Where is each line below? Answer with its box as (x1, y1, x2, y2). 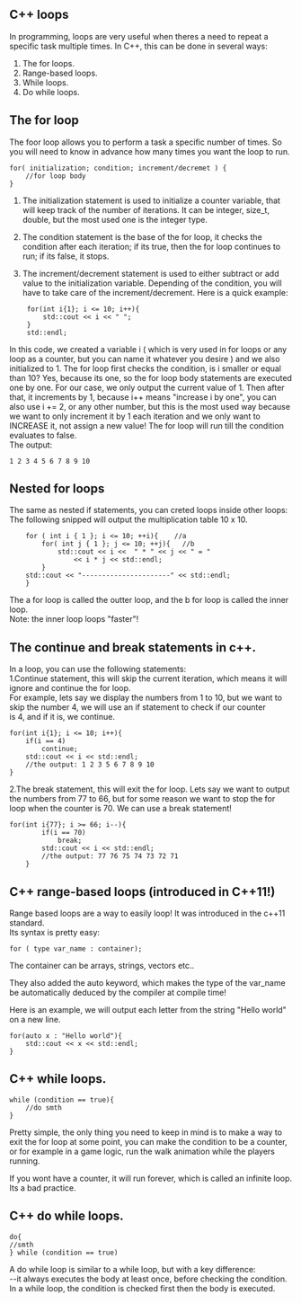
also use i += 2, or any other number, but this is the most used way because (9, 401, 290, 412)
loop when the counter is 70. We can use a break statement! (9, 803, 232, 814)
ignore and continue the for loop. (9, 683, 131, 694)
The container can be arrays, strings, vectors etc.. (9, 961, 195, 971)
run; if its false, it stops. (22, 251, 110, 261)
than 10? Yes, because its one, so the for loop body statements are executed (9, 372, 292, 383)
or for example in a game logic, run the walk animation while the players (9, 1146, 276, 1157)
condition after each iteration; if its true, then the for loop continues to (22, 241, 281, 252)
